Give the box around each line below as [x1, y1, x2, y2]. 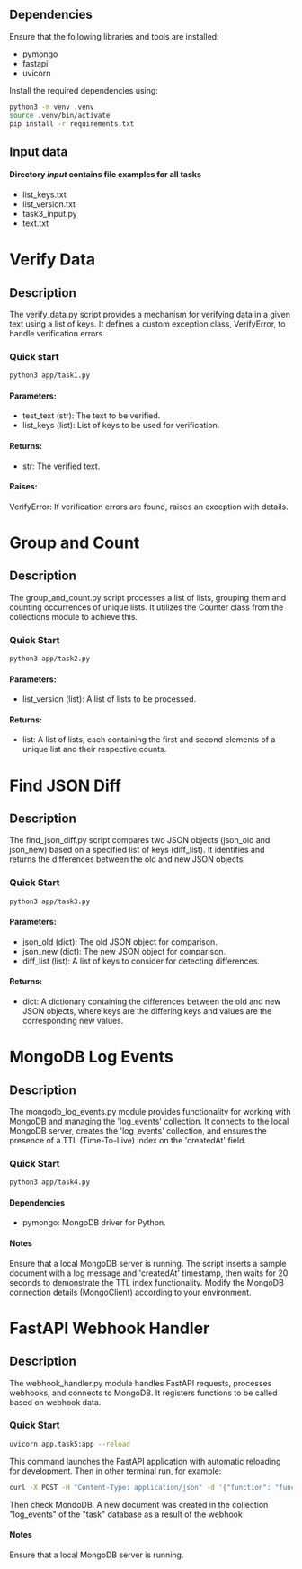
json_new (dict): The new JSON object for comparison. [22, 946, 226, 956]
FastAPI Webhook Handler [9, 1318, 210, 1339]
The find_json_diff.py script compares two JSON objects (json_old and [9, 835, 271, 846]
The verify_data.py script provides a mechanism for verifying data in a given [9, 309, 290, 320]
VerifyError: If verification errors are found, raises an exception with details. [9, 501, 289, 512]
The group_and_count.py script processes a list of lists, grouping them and [9, 592, 287, 603]
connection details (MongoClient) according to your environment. [9, 1287, 252, 1297]
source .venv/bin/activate [9, 111, 111, 120]
